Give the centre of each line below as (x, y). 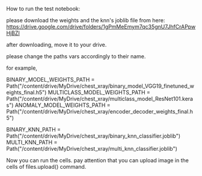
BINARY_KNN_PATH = (34, 129)
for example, (22, 68)
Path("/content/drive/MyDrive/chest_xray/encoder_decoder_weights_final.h (100, 111)
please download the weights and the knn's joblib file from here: (86, 20)
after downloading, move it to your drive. (57, 45)
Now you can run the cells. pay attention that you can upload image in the (98, 160)
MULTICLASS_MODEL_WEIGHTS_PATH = (99, 92)
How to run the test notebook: (43, 9)
